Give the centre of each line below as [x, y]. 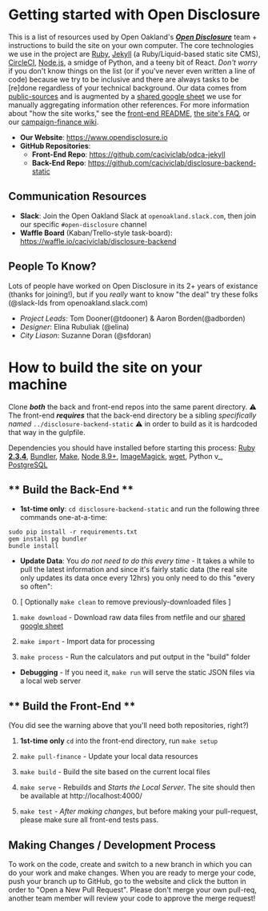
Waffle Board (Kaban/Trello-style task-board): [96, 233]
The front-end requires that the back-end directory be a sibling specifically [132, 415]
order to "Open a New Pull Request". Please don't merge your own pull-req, [133, 889]
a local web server [50, 681]
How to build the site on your [105, 368]
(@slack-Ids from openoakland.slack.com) [78, 302]
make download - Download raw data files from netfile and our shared [132, 617]
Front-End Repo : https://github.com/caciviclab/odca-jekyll [128, 154]
